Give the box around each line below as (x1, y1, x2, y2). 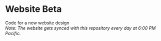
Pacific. (5, 30, 21, 36)
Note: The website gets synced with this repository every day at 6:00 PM (5, 25, 156, 31)
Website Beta (5, 3, 62, 15)
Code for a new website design (5, 20, 69, 26)
